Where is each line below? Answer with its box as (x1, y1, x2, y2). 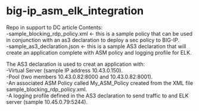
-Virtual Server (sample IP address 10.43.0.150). (6, 66, 123, 74)
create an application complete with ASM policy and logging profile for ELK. (6, 49, 192, 56)
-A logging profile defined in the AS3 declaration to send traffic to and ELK (6, 92, 189, 99)
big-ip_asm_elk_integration (6, 4, 144, 18)
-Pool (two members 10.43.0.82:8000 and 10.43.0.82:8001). (6, 73, 153, 80)
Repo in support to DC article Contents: (6, 24, 103, 31)
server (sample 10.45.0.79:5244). (6, 98, 88, 105)
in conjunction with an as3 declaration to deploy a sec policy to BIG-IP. (6, 36, 180, 43)
